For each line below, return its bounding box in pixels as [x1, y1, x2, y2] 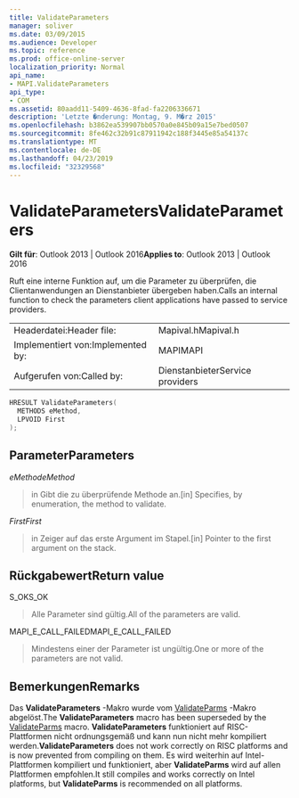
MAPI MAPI [158, 344, 203, 357]
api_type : [9, 87, 46, 96]
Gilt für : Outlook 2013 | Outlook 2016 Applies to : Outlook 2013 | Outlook [9, 249, 271, 259]
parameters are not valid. [30, 653, 124, 664]
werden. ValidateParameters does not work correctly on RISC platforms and [9, 741, 288, 752]
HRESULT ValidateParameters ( [9, 399, 117, 407]
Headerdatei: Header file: [13, 325, 117, 337]
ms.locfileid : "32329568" [9, 162, 105, 171]
